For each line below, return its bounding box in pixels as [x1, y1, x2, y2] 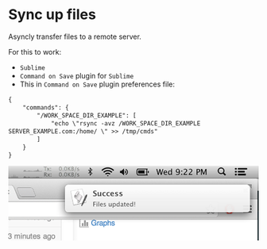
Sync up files [8, 6, 97, 24]
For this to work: [8, 47, 62, 56]
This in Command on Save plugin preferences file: [19, 79, 176, 89]
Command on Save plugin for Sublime [19, 71, 134, 80]
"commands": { [22, 103, 69, 112]
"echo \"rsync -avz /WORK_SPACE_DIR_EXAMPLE [50, 119, 201, 128]
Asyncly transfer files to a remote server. [8, 32, 141, 41]
